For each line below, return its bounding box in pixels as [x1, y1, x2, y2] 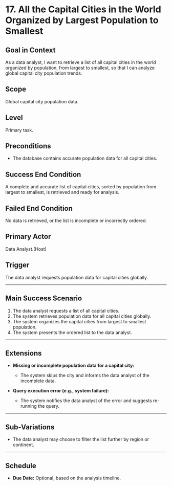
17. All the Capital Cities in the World [5, 4, 161, 15]
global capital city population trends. [5, 70, 82, 76]
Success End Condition [5, 170, 81, 179]
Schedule [5, 461, 37, 470]
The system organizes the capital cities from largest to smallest [12, 318, 146, 324]
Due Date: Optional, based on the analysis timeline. [12, 475, 121, 481]
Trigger [5, 261, 30, 270]
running [20, 403, 37, 409]
